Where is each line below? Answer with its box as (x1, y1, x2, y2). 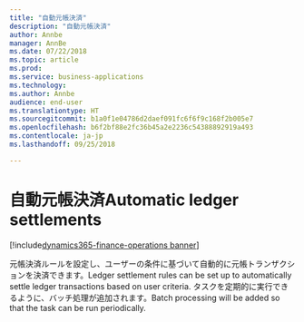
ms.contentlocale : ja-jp (9, 132, 103, 141)
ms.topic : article (9, 55, 79, 64)
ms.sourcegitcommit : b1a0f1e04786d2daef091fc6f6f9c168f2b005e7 (9, 114, 254, 123)
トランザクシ (247, 258, 296, 268)
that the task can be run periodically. (9, 302, 147, 313)
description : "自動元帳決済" (9, 22, 112, 31)
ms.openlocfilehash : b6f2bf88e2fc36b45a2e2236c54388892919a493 (9, 123, 254, 132)
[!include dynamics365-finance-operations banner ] (9, 239, 200, 250)
